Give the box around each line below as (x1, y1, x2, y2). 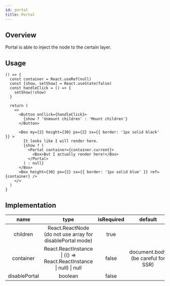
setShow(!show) (14, 90, 47, 95)
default (139, 216, 157, 223)
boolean (59, 272, 78, 279)
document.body (129, 248, 167, 255)
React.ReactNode (48, 224, 90, 231)
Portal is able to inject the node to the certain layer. (5, 44, 111, 51)
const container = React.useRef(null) (10, 77, 92, 82)
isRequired (98, 216, 125, 223)
